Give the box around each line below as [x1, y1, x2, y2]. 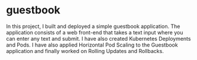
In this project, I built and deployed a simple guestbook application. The [6, 23, 180, 30]
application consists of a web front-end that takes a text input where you [6, 29, 183, 36]
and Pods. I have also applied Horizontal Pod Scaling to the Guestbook [6, 41, 179, 48]
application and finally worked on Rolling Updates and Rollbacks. [6, 47, 164, 54]
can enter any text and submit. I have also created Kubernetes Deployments [6, 35, 191, 42]
